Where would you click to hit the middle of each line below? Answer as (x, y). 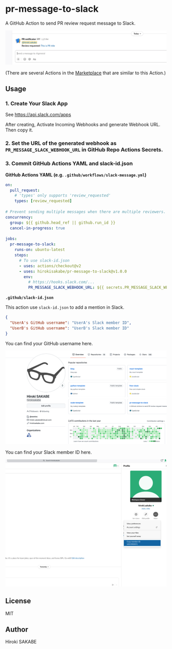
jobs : (11, 239)
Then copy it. (19, 130)
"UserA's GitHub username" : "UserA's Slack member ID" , (71, 323)
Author (17, 629)
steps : (21, 255)
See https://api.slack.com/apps (38, 115)
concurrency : (19, 217)
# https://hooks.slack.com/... (61, 282)
